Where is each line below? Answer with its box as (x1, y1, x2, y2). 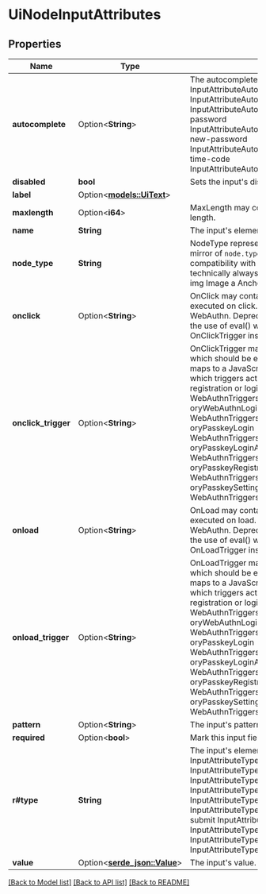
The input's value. (189, 857, 256, 868)
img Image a (189, 278, 236, 288)
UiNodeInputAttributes (8, 6, 161, 24)
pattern (12, 719, 41, 730)
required (12, 732, 45, 743)
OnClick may (189, 291, 237, 301)
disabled (12, 176, 46, 187)
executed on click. (189, 300, 258, 311)
